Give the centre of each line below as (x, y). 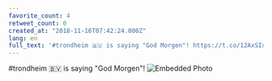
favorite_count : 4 (39, 16)
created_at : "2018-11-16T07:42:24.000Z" (78, 30)
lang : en (23, 38)
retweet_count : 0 (38, 23)
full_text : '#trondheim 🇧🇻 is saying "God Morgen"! (99, 46)
